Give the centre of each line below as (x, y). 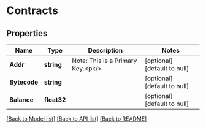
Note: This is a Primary (105, 61)
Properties (27, 33)
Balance (21, 100)
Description (105, 51)
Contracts (32, 11)
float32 (55, 100)
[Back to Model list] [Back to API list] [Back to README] (77, 119)
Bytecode (24, 82)
